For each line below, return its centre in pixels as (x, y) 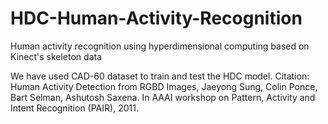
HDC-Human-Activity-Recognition (156, 18)
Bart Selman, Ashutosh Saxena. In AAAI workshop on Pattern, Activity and (163, 97)
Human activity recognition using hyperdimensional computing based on (160, 46)
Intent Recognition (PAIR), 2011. (74, 108)
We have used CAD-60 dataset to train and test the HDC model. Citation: (160, 76)
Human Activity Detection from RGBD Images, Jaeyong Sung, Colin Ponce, (164, 86)
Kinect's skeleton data (56, 56)
